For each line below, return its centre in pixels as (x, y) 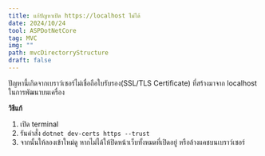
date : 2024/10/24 (37, 23)
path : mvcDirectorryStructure (59, 53)
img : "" (21, 46)
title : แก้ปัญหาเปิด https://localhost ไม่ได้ (75, 16)
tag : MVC (23, 38)
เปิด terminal (39, 124)
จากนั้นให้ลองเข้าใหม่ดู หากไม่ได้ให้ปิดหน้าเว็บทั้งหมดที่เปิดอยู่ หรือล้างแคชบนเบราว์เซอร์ (132, 142)
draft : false (30, 61)
